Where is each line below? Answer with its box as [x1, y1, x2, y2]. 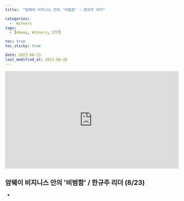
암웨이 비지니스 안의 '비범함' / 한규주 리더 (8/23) [5, 179, 145, 187]
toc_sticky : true [5, 44, 41, 49]
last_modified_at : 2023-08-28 [5, 57, 68, 62]
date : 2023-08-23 [5, 52, 41, 57]
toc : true [5, 39, 26, 44]
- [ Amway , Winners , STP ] [9, 30, 61, 35]
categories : [5, 16, 30, 21]
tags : [5, 25, 16, 30]
